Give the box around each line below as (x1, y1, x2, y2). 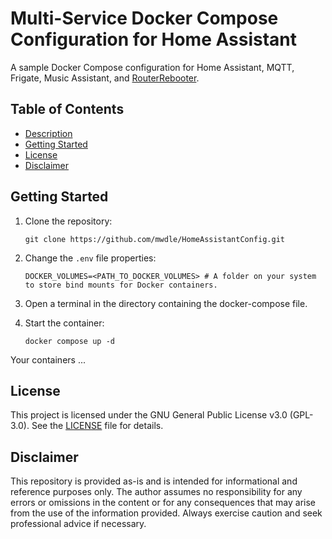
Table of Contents (10, 101, 125, 118)
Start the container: (24, 317, 105, 329)
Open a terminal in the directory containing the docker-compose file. (24, 297, 308, 309)
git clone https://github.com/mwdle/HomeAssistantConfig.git (24, 234, 286, 244)
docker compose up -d (24, 336, 115, 346)
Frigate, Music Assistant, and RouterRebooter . (10, 72, 200, 84)
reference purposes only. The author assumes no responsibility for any (10, 486, 303, 498)
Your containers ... (10, 353, 87, 366)
